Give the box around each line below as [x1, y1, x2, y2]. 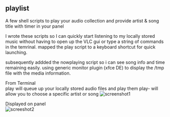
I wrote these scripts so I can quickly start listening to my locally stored [5, 33, 155, 39]
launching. [5, 49, 28, 55]
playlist [5, 4, 30, 13]
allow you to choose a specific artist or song [5, 90, 99, 97]
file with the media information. [5, 70, 71, 76]
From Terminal [5, 80, 36, 86]
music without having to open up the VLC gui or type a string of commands [5, 38, 164, 44]
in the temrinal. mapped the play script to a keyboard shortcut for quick [5, 43, 156, 50]
